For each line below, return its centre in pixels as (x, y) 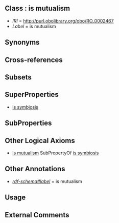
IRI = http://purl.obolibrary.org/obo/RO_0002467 (63, 21)
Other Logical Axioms (40, 140)
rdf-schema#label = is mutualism (47, 181)
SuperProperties (32, 95)
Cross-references (34, 60)
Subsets (18, 77)
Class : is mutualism (37, 8)
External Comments (37, 215)
